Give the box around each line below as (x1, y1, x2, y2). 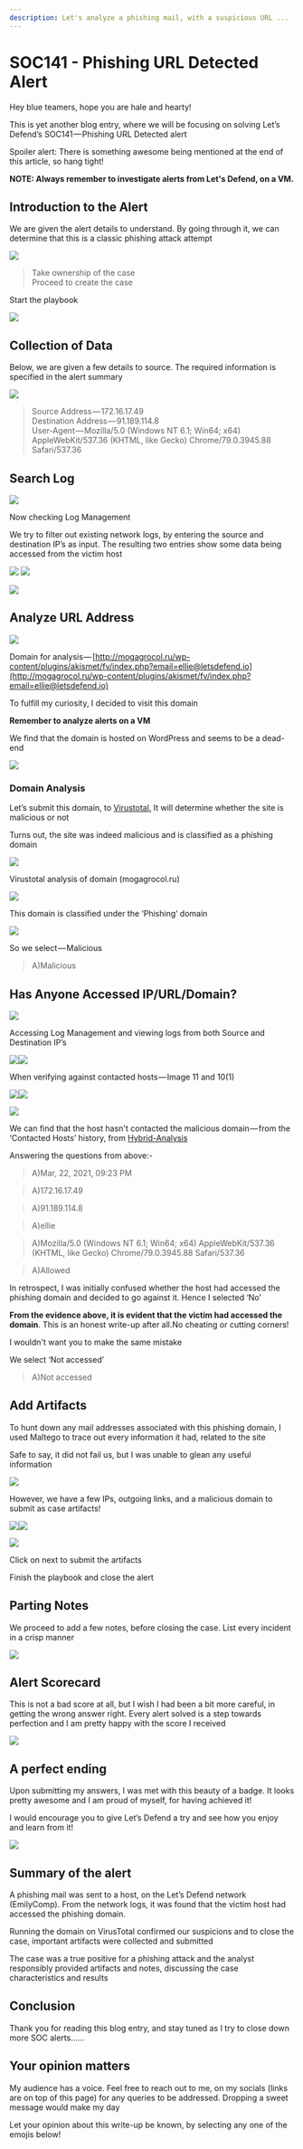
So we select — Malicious (9, 943, 102, 954)
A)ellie (31, 1220, 56, 1231)
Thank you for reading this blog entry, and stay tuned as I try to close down (9, 2022, 289, 2033)
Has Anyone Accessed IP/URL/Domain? (9, 986, 238, 1002)
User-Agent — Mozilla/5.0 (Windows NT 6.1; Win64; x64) (31, 425, 241, 436)
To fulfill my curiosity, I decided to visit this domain (9, 698, 199, 708)
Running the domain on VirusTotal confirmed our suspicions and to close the (9, 1926, 295, 1936)
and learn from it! (9, 1822, 74, 1833)
